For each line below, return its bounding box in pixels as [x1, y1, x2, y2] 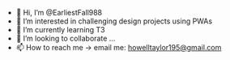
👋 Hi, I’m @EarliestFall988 [15, 8, 103, 17]
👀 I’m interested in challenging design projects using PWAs [15, 16, 213, 26]
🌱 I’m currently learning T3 [15, 25, 105, 34]
